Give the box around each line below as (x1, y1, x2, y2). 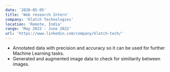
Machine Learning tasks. (12, 50, 64, 56)
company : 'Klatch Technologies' (5, 17, 74, 22)
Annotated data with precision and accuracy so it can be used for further (12, 45, 165, 51)
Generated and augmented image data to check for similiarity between (12, 56, 161, 61)
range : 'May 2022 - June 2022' (5, 26, 72, 31)
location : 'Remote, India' (5, 21, 62, 27)
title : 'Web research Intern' (5, 12, 70, 17)
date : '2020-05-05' (5, 7, 47, 13)
